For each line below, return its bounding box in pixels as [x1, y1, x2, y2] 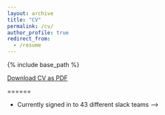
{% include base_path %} [7, 61, 80, 68]
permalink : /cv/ [7, 23, 54, 29]
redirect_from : [7, 36, 51, 42]
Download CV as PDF [7, 74, 68, 82]
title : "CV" [7, 16, 41, 23]
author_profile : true [7, 29, 69, 36]
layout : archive [7, 10, 54, 17]
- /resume [13, 42, 41, 49]
